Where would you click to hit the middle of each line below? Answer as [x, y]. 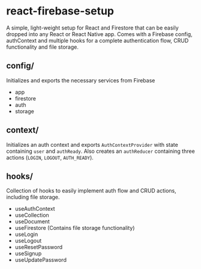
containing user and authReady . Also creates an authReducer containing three [100, 151]
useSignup [28, 253]
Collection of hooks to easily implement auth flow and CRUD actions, [91, 191]
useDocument [32, 221]
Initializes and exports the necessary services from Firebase [81, 80]
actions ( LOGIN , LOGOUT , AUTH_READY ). [50, 157]
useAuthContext [35, 209]
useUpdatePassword [41, 260]
